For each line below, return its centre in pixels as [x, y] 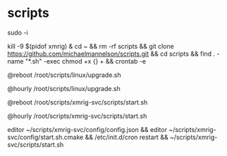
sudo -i [18, 32]
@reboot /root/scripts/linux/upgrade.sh [64, 75]
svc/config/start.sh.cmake [45, 137]
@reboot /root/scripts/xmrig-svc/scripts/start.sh [78, 102]
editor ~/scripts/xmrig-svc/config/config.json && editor [87, 129]
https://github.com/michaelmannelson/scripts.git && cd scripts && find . [111, 54]
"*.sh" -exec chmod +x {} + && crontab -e [86, 61]
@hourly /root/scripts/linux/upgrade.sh [64, 88]
